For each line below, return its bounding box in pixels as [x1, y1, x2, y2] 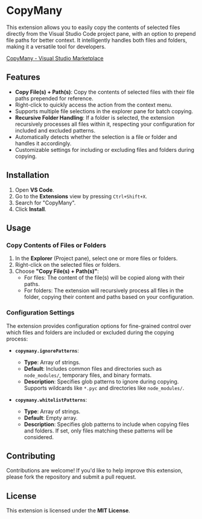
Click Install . [14, 205, 46, 212]
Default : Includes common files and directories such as [24, 365, 162, 372]
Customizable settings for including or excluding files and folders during [14, 146, 195, 153]
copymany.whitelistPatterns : [14, 396, 87, 403]
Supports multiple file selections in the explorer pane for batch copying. [14, 107, 194, 115]
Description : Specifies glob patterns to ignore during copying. [24, 377, 179, 385]
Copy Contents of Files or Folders [6, 241, 107, 249]
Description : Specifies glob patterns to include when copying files [24, 420, 189, 428]
